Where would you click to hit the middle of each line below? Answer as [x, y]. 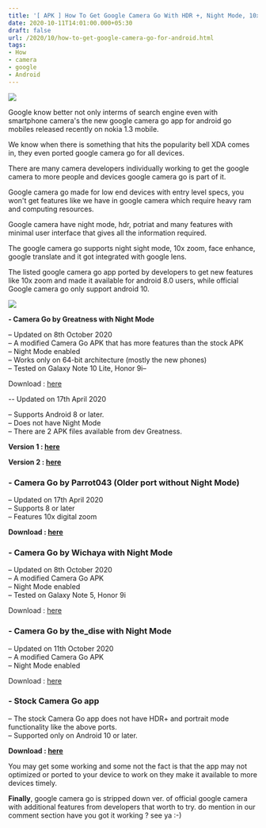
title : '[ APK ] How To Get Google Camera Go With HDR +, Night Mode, [127, 15]
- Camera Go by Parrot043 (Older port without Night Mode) [124, 483]
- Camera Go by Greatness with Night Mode [81, 319]
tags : [17, 45]
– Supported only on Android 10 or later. [73, 735]
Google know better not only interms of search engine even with [113, 112]
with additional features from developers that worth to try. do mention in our [132, 807]
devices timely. [33, 783]
